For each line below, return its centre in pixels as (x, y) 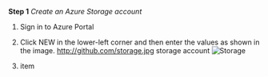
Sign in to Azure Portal (57, 27)
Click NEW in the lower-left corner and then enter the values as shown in (140, 42)
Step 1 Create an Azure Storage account (75, 12)
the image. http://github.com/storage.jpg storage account (115, 50)
